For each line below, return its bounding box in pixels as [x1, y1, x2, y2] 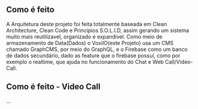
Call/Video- [165, 58, 193, 65]
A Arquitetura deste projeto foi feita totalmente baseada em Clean [6, 20, 168, 27]
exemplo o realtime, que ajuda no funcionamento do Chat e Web [6, 58, 164, 65]
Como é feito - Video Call [6, 82, 101, 92]
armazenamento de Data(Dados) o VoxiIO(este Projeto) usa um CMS [6, 39, 174, 46]
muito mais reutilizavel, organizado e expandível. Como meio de [6, 33, 162, 40]
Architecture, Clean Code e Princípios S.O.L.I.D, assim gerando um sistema [6, 27, 189, 34]
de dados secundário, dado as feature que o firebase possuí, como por [6, 52, 181, 59]
